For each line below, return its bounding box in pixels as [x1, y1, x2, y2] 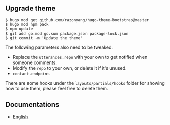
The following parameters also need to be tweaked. [5, 44, 114, 50]
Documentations [5, 100, 60, 109]
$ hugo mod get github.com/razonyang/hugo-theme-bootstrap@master [5, 17, 149, 22]
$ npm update [5, 26, 33, 32]
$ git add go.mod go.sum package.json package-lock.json [5, 30, 129, 36]
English [12, 114, 29, 120]
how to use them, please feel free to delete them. [5, 85, 108, 91]
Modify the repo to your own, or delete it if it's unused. [12, 65, 127, 71]
